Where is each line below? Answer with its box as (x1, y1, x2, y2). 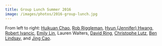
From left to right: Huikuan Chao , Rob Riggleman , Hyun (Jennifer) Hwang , (5, 25, 154, 31)
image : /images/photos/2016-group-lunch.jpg (5, 12, 98, 16)
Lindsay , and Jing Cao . (5, 35, 52, 41)
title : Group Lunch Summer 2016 (5, 7, 71, 12)
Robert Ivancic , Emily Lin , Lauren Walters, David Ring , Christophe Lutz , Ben (5, 30, 157, 36)
